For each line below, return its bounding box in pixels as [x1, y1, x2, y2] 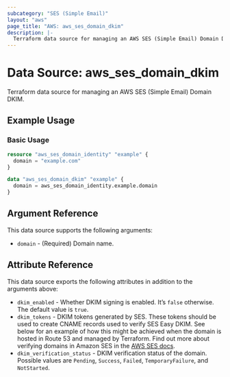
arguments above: [7, 284, 58, 293]
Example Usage [7, 114, 75, 127]
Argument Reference [7, 208, 99, 219]
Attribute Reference [7, 259, 94, 271]
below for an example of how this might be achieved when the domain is [16, 327, 222, 335]
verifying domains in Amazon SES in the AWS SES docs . [16, 341, 176, 350]
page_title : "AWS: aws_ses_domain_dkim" [7, 23, 125, 29]
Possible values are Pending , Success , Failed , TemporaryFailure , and [16, 356, 209, 364]
